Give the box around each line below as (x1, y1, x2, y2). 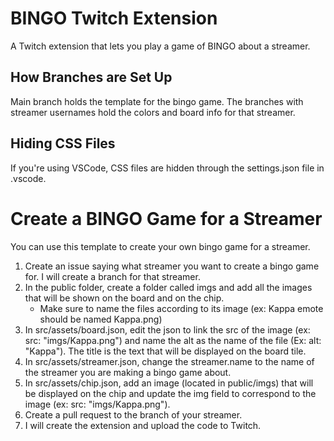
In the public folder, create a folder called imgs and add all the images (24, 281, 313, 293)
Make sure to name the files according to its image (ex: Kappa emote (39, 302, 324, 314)
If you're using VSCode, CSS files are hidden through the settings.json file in (10, 162, 325, 174)
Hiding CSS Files (10, 135, 116, 152)
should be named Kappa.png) (39, 313, 163, 325)
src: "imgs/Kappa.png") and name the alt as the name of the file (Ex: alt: (24, 334, 322, 346)
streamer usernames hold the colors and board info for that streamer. (10, 106, 296, 118)
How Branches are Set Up (10, 69, 173, 86)
